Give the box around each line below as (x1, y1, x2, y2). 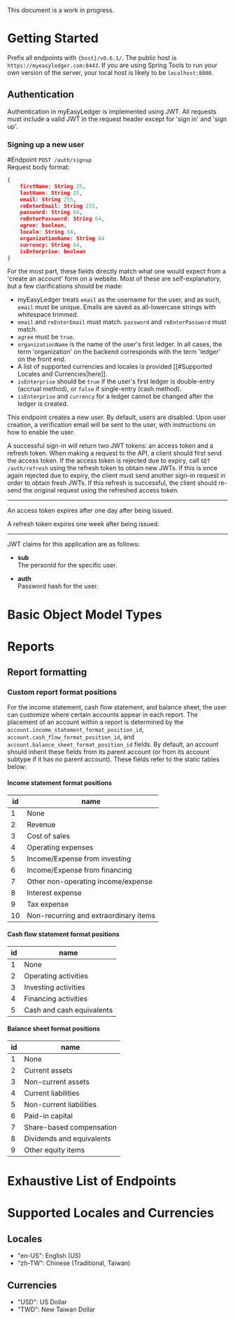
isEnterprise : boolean (20, 248, 86, 255)
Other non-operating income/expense (27, 876, 152, 886)
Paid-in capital (24, 1111, 73, 1121)
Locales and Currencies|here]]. (17, 370, 108, 379)
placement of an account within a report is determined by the (7, 718, 184, 726)
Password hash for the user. (17, 582, 99, 591)
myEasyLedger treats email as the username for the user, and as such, (17, 295, 222, 304)
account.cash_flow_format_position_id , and (7, 733, 135, 741)
